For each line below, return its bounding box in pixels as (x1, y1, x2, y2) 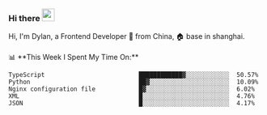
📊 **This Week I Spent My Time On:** (8, 53, 139, 62)
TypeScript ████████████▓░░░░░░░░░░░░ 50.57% (8, 71, 259, 79)
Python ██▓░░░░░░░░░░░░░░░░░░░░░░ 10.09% (8, 78, 259, 87)
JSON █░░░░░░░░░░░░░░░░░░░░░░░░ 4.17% (8, 100, 255, 108)
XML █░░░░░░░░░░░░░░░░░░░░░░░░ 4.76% (8, 92, 255, 100)
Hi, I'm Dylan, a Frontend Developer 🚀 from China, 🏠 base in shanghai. (8, 32, 245, 41)
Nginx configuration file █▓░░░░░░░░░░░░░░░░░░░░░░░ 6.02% (8, 85, 255, 93)
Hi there (8, 12, 40, 23)
